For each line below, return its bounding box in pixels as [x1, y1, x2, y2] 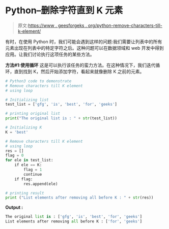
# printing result [5, 190, 44, 195]
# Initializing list [5, 97, 49, 102]
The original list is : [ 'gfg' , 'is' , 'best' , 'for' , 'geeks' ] [5, 214, 143, 219]
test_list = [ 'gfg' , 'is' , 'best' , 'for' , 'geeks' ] [5, 102, 117, 107]
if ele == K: [14, 162, 42, 168]
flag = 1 [23, 167, 42, 173]
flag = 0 [5, 153, 24, 158]
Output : [5, 204, 23, 211]
